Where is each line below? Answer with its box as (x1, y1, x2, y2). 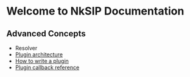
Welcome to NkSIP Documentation (6, 4, 185, 18)
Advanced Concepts (6, 28, 86, 39)
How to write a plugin (15, 58, 69, 64)
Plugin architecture (15, 51, 63, 58)
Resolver (15, 44, 38, 52)
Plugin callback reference (15, 64, 80, 71)
